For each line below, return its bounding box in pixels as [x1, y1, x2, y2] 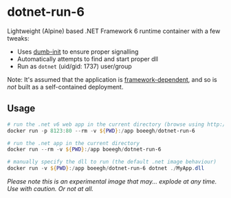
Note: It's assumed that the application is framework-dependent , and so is [7, 75, 218, 83]
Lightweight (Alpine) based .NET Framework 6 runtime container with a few [7, 27, 221, 35]
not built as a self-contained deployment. [7, 82, 124, 91]
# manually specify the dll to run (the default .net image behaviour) [7, 159, 217, 166]
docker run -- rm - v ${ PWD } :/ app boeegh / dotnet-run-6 [7, 146, 162, 153]
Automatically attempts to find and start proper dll [16, 54, 158, 63]
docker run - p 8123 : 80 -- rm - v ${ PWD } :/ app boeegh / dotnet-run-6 [7, 127, 195, 134]
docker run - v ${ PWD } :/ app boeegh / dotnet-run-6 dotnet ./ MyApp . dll [7, 165, 205, 172]
